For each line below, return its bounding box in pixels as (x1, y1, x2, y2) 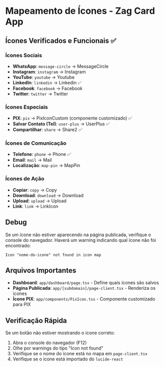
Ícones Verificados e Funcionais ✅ (5, 36, 117, 45)
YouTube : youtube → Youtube (12, 74, 75, 80)
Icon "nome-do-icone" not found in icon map (5, 252, 101, 258)
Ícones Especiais (5, 103, 48, 110)
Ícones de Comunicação (5, 140, 67, 147)
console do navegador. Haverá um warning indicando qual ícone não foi (5, 237, 156, 243)
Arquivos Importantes (5, 266, 76, 274)
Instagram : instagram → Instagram (12, 68, 86, 75)
